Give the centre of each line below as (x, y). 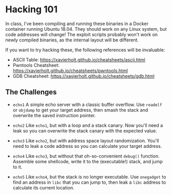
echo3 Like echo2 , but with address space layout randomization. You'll (86, 140)
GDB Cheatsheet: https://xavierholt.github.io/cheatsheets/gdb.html (84, 76)
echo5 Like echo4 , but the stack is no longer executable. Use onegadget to (89, 177)
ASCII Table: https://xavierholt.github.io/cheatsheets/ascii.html (79, 59)
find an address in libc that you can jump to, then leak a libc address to (89, 182)
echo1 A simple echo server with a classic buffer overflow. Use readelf (87, 104)
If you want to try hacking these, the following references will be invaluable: (85, 50)
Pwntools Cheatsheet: (36, 65)
